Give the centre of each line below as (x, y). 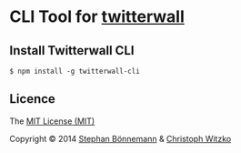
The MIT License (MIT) (52, 121)
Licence (33, 99)
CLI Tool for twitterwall (97, 17)
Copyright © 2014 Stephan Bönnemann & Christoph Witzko (120, 138)
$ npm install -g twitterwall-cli (75, 71)
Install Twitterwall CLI (72, 51)
